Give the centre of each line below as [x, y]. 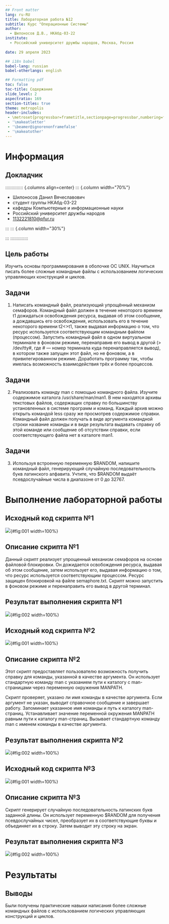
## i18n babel [20, 61]
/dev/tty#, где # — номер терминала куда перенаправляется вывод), [87, 348]
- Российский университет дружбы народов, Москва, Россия [72, 43]
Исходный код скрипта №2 [50, 631]
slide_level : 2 [21, 94]
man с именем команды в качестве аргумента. [56, 724]
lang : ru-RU [18, 15]
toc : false [17, 85]
